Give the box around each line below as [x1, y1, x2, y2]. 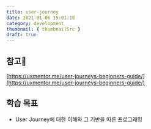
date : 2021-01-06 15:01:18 [6, 15, 75, 21]
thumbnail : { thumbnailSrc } [6, 26, 81, 32]
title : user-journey [6, 9, 59, 15]
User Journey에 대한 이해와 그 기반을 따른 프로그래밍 [15, 116, 142, 123]
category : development [6, 20, 64, 26]
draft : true [6, 32, 37, 38]
